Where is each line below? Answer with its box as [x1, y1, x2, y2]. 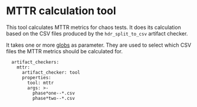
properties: [21, 74, 51, 80]
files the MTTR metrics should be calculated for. [6, 47, 123, 54]
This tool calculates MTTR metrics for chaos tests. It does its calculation [6, 24, 181, 31]
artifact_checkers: [11, 59, 60, 65]
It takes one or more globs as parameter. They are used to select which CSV [6, 41, 192, 48]
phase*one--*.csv [32, 90, 75, 96]
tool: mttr [27, 80, 54, 86]
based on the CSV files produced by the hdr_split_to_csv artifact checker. [6, 30, 188, 37]
